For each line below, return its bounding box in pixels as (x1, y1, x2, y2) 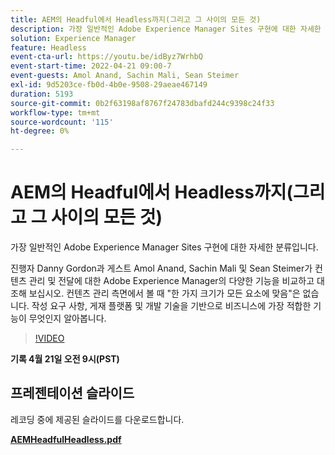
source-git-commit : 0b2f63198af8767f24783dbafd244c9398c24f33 (10, 98, 275, 108)
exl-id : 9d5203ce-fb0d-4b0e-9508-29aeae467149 (10, 80, 208, 90)
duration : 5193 (10, 89, 74, 99)
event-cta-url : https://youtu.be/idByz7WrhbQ (10, 52, 203, 62)
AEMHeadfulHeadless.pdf (10, 433, 122, 445)
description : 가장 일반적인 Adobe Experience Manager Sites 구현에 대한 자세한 (10, 24, 322, 34)
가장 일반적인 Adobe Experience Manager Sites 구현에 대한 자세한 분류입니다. (10, 241, 319, 253)
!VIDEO (34, 332, 65, 345)
